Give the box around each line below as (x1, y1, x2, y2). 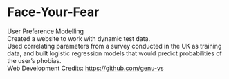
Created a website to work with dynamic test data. (7, 34, 151, 42)
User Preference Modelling (7, 27, 84, 35)
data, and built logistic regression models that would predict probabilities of (7, 49, 223, 58)
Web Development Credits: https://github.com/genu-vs (7, 64, 164, 72)
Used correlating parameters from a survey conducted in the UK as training (7, 42, 222, 50)
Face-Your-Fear (7, 4, 100, 20)
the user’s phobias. (7, 56, 62, 64)
